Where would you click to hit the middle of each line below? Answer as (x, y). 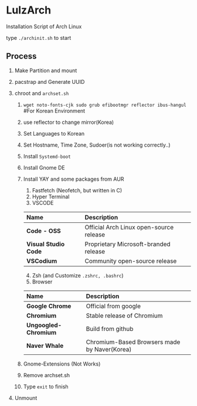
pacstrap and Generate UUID (50, 82)
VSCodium (42, 260)
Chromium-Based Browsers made (133, 342)
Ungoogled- (44, 325)
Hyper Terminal (51, 197)
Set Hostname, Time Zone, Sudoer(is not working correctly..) (97, 145)
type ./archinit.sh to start (39, 38)
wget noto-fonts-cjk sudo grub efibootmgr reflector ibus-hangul (105, 105)
